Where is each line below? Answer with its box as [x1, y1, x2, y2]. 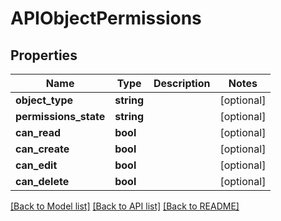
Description [153, 77, 211, 90]
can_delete [15, 175, 70, 188]
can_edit [15, 158, 58, 172]
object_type [15, 93, 74, 107]
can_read [15, 126, 62, 139]
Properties [10, 47, 78, 64]
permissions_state [15, 110, 106, 123]
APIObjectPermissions [10, 7, 202, 30]
